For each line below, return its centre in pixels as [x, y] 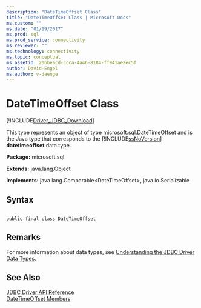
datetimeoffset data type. [39, 146]
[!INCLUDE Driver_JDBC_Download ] [51, 121]
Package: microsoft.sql [35, 157]
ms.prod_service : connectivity [46, 40]
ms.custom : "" [24, 23]
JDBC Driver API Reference [40, 292]
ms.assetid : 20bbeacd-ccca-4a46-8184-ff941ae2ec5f [71, 62]
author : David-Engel [32, 68]
